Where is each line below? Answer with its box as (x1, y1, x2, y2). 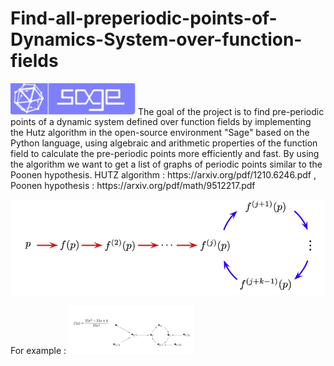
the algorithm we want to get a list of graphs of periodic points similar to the (10, 158, 323, 171)
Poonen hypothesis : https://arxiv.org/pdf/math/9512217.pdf (10, 180, 256, 192)
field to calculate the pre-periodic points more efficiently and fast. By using (10, 148, 320, 160)
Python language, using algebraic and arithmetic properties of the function (10, 137, 318, 149)
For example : (10, 344, 67, 356)
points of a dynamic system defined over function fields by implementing (10, 116, 312, 128)
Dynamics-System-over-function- (10, 28, 303, 51)
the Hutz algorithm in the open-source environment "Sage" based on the (10, 127, 310, 139)
